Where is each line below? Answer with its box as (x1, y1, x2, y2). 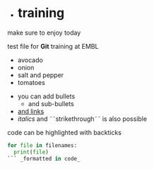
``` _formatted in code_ (7, 155, 81, 162)
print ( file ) (13, 148, 49, 156)
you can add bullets (17, 92, 76, 100)
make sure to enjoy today (7, 28, 81, 37)
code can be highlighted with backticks (7, 128, 122, 136)
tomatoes (17, 78, 46, 86)
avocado (17, 55, 44, 64)
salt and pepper (17, 71, 64, 79)
